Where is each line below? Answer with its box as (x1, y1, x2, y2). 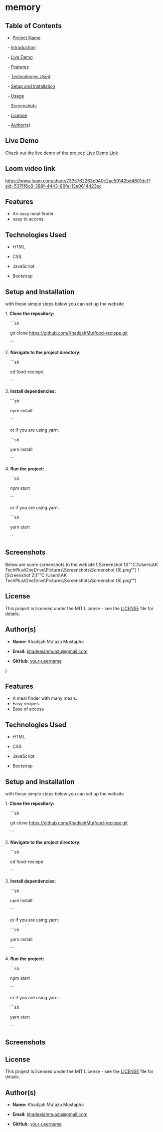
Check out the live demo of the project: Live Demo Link (5, 150, 118, 156)
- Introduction (7, 45, 36, 50)
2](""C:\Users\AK (31, 572, 67, 578)
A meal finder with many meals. (12, 695, 77, 701)
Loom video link (5, 164, 56, 173)
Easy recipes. (12, 701, 41, 707)
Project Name (12, 35, 41, 41)
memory (5, 2, 41, 13)
